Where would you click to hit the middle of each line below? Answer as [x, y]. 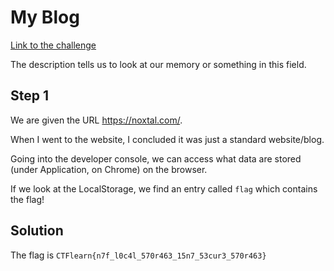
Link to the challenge [53, 45]
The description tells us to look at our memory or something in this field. [158, 64]
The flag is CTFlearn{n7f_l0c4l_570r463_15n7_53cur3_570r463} [138, 255]
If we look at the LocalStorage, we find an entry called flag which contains [164, 188]
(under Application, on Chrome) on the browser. [109, 169]
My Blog [45, 17]
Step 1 [30, 96]
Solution [37, 231]
